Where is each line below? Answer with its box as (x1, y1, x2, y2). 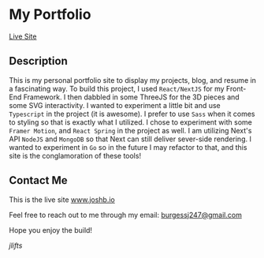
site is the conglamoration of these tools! (9, 151, 141, 160)
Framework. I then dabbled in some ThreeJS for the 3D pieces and (23, 92, 240, 102)
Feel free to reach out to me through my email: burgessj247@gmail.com (9, 210, 243, 219)
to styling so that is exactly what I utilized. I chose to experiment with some (9, 117, 253, 127)
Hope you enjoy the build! (9, 225, 93, 234)
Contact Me (9, 174, 68, 187)
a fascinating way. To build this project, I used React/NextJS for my (9, 84, 225, 93)
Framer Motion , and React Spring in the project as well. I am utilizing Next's (9, 125, 252, 135)
